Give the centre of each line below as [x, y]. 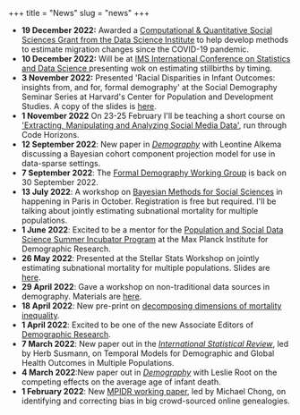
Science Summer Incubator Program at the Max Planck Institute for [145, 239]
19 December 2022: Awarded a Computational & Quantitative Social [147, 30]
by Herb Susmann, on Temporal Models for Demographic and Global [148, 353]
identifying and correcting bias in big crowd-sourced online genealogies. [155, 401]
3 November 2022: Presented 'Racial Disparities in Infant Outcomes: [148, 78]
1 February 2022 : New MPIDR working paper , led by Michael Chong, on [154, 391]
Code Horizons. [50, 135]
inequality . [40, 315]
